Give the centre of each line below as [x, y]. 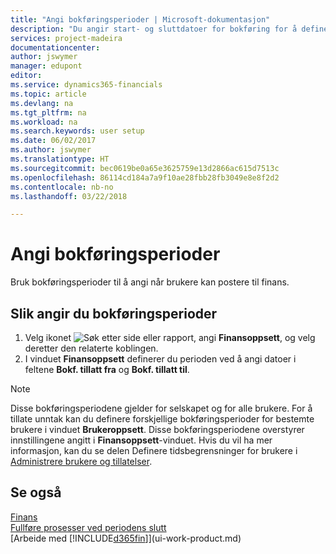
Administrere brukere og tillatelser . [81, 461]
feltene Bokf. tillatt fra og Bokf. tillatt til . [107, 369]
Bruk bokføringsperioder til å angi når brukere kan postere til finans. [150, 282]
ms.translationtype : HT [60, 159]
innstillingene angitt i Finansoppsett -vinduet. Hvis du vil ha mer [141, 440]
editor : [26, 76]
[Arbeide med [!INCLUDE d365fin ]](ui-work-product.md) [126, 538]
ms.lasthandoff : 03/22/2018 [69, 196]
